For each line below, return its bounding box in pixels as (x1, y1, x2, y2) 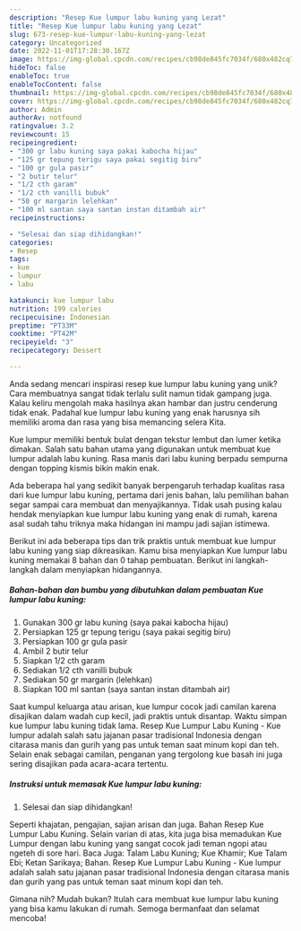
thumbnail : (9, 88, 50, 97)
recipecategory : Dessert (9, 347, 102, 356)
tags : (9, 255, 30, 264)
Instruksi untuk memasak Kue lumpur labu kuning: (9, 778, 202, 790)
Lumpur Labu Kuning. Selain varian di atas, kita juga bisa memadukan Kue (9, 828, 282, 839)
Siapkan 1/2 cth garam (21, 654, 106, 665)
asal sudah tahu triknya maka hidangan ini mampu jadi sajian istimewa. (9, 518, 271, 529)
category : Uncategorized (9, 38, 102, 48)
